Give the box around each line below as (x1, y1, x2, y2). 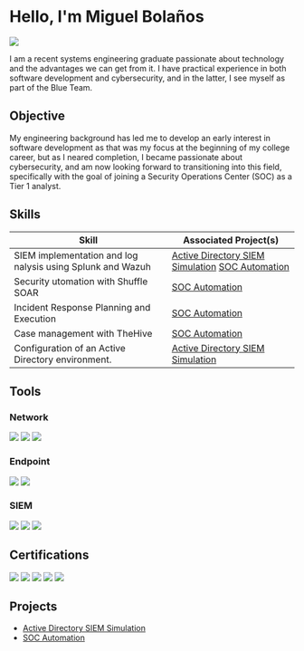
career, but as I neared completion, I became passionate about (9, 151, 242, 162)
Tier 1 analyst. (9, 180, 62, 191)
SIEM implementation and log (14, 249, 138, 262)
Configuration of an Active (14, 341, 127, 354)
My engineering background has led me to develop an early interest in (9, 132, 271, 143)
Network (9, 410, 49, 423)
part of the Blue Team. (9, 81, 93, 92)
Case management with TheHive (14, 327, 153, 340)
